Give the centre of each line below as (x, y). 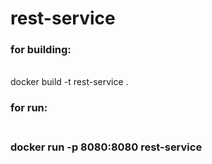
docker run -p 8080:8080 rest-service (106, 147)
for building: (41, 50)
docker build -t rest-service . (69, 82)
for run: (29, 108)
